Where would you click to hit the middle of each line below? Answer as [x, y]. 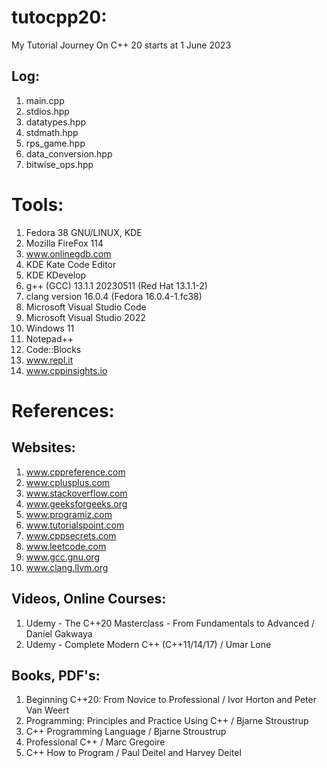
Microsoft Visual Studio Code [86, 307]
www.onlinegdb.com [68, 253]
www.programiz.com [69, 514]
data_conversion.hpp [69, 153]
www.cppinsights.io [66, 370]
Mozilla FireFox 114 [64, 243]
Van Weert [47, 710]
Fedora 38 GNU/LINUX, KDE [84, 232]
